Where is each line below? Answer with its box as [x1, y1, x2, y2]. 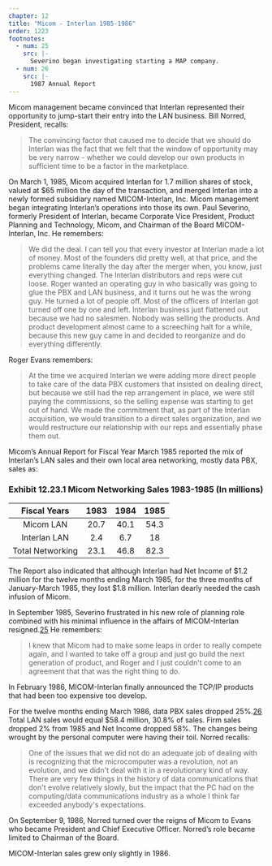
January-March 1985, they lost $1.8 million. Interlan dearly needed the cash [8, 583, 261, 592]
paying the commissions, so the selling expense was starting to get [28, 396, 253, 406]
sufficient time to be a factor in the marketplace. [28, 161, 189, 170]
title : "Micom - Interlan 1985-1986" [8, 19, 136, 28]
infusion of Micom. [8, 592, 71, 601]
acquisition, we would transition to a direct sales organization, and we [28, 413, 261, 423]
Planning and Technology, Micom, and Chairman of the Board [8, 220, 214, 230]
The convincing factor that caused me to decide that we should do [28, 135, 252, 144]
